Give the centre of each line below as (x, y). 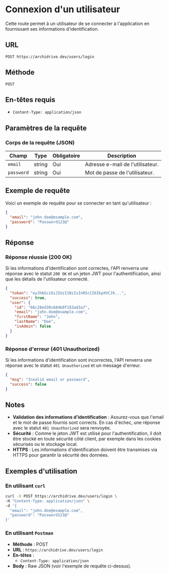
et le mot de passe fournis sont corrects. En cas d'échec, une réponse (86, 422)
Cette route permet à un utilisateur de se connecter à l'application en (77, 23)
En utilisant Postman (29, 533)
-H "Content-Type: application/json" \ (48, 501)
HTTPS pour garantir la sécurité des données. (61, 455)
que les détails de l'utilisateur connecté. (47, 279)
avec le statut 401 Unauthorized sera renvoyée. (62, 428)
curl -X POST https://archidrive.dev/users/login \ (61, 496)
